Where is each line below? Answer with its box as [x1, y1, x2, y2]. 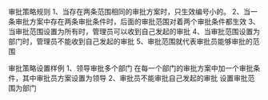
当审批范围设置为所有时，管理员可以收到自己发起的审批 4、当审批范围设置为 [8, 27, 260, 36]
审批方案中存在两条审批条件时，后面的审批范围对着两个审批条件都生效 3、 [14, 17, 260, 26]
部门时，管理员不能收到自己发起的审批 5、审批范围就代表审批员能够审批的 [8, 37, 254, 46]
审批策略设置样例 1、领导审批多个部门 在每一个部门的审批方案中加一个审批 [8, 63, 254, 73]
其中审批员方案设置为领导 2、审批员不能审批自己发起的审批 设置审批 [22, 74, 248, 83]
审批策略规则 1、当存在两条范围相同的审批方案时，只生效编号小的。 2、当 [8, 7, 251, 16]
